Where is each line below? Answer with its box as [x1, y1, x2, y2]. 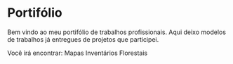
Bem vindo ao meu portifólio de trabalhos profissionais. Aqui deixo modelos [7, 28, 227, 36]
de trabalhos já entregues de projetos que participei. [7, 35, 159, 43]
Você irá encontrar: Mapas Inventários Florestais [7, 49, 148, 57]
